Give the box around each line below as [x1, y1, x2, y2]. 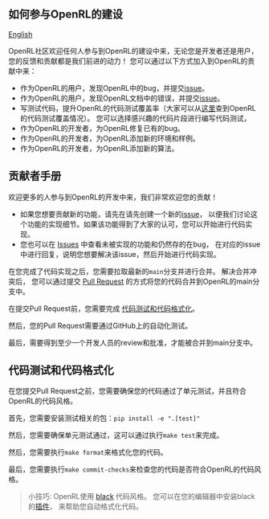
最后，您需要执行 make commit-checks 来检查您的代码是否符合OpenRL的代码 [8, 464, 255, 474]
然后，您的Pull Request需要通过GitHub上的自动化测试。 [8, 321, 193, 330]
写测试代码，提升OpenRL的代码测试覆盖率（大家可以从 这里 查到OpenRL [19, 103, 257, 112]
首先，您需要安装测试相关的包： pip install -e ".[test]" [8, 413, 201, 423]
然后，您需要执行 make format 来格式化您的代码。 [8, 447, 168, 457]
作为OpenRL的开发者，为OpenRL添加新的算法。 [19, 143, 179, 153]
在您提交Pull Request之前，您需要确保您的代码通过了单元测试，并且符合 [8, 386, 247, 396]
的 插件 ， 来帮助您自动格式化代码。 [27, 501, 143, 512]
